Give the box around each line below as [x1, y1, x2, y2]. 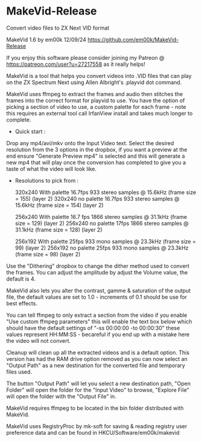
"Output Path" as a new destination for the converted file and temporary [6, 362, 186, 369]
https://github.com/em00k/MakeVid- [87, 36, 179, 43]
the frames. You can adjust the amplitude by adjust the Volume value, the [6, 268, 188, 276]
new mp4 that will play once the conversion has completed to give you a [6, 158, 186, 166]
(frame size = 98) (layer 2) [14, 250, 81, 258]
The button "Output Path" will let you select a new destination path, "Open [6, 380, 191, 387]
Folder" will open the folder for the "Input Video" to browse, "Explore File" [6, 386, 190, 394]
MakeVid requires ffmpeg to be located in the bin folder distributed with [6, 404, 184, 412]
